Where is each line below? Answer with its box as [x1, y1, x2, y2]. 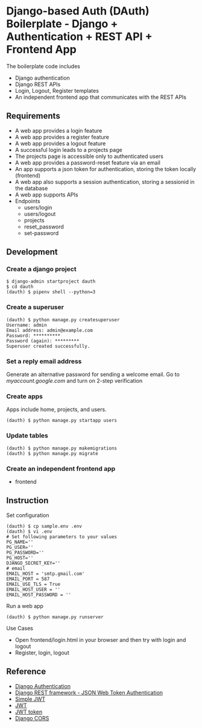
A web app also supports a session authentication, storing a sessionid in [14, 178, 195, 185]
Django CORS [14, 714, 49, 721]
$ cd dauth [6, 284, 34, 290]
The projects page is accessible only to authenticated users [14, 152, 164, 160]
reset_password [24, 223, 65, 230]
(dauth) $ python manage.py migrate [6, 450, 98, 456]
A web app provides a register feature [14, 133, 110, 140]
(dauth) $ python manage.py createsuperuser [6, 316, 120, 323]
